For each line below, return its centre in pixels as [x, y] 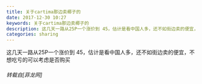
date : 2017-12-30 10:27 [37, 18]
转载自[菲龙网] [24, 75]
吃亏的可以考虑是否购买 [41, 60]
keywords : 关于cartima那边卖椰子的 [48, 23]
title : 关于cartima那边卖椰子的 [44, 12]
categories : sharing [33, 34]
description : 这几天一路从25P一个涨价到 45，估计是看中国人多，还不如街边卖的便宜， [103, 29]
